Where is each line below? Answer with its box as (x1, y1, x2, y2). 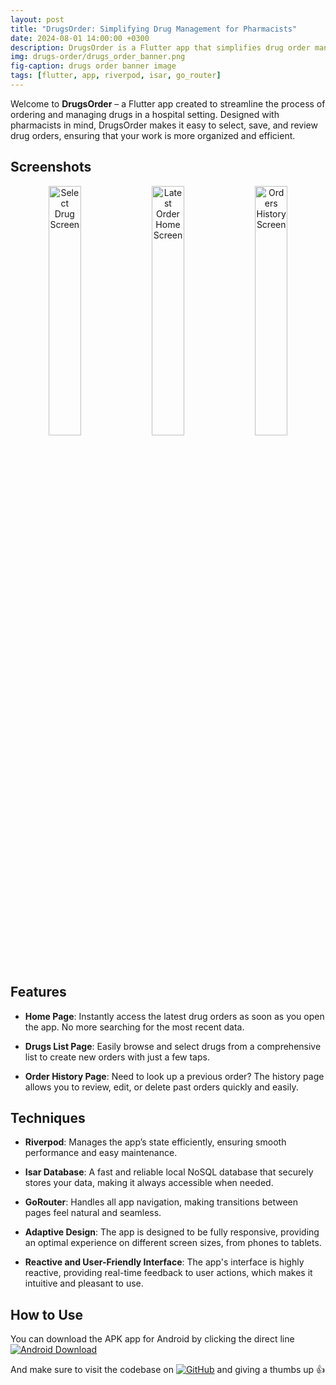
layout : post (10, 14, 65, 25)
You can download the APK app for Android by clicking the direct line (10, 1333, 295, 1345)
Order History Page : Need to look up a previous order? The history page (24, 1070, 325, 1082)
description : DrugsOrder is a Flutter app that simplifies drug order (10, 42, 311, 53)
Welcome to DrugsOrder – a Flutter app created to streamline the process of (10, 97, 326, 110)
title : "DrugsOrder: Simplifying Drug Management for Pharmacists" (10, 24, 298, 34)
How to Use (10, 1306, 84, 1323)
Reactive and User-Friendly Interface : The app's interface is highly (24, 1256, 305, 1268)
